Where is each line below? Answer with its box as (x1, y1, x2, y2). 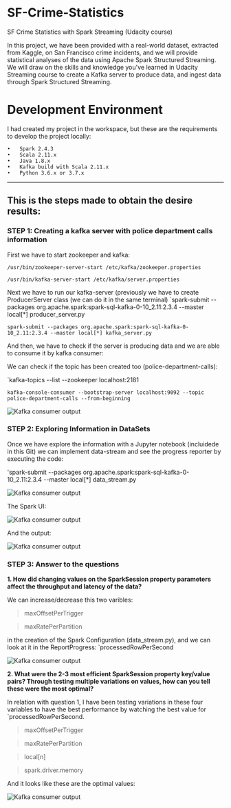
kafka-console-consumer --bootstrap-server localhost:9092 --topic (7, 388, 205, 396)
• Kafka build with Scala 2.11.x (7, 164, 109, 170)
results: (7, 206, 41, 217)
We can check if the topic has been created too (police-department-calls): (7, 362, 218, 371)
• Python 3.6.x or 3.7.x (7, 169, 85, 177)
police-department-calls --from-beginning (7, 395, 131, 402)
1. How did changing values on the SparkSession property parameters (7, 575, 211, 584)
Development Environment (7, 102, 163, 118)
